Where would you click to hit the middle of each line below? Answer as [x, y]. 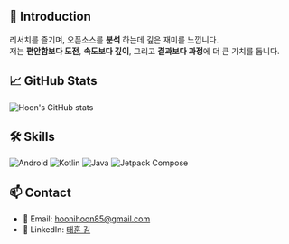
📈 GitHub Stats [53, 81]
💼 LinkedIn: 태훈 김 [56, 230]
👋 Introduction [51, 17]
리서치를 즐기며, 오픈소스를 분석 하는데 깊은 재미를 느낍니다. [114, 39]
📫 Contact [41, 192]
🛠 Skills [33, 137]
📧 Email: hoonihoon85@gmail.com [86, 219]
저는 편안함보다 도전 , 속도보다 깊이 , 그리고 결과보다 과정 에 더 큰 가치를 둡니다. [144, 51]
